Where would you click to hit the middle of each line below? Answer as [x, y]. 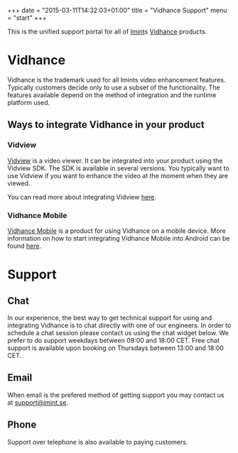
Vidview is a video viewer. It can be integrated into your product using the [115, 160]
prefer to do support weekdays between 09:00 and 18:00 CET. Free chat [114, 340]
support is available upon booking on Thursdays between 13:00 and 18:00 [115, 348]
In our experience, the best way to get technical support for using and [110, 317]
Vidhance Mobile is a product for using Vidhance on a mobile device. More [117, 231]
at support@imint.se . [38, 402]
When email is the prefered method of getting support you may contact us [116, 395]
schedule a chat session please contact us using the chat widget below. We [118, 332]
